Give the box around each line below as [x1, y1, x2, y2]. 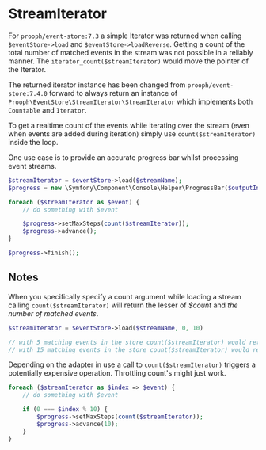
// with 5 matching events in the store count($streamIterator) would [8, 338, 246, 346]
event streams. [8, 161, 57, 170]
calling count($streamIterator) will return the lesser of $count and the [8, 300, 238, 310]
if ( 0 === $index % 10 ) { [22, 406, 108, 414]
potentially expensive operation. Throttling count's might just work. [8, 368, 227, 378]
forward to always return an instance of [48, 88, 178, 97]
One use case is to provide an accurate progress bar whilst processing [8, 152, 239, 162]
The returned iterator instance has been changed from [8, 80, 186, 90]
